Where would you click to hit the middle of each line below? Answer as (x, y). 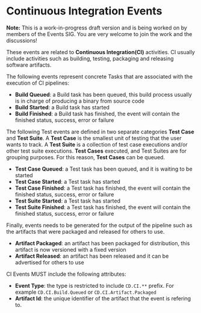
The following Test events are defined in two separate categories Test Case (100, 132)
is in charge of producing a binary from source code (79, 101)
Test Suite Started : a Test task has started (67, 201)
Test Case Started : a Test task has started (67, 181)
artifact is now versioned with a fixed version (70, 249)
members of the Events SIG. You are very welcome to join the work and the (99, 34)
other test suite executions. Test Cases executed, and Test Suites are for (97, 151)
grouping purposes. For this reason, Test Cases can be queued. (86, 157)
